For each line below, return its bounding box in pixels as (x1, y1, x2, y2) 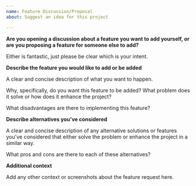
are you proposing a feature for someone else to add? (6, 42, 139, 49)
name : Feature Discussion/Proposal (6, 8, 93, 15)
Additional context (6, 162, 53, 169)
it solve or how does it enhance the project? (6, 93, 112, 100)
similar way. (6, 139, 35, 146)
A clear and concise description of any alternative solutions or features (6, 127, 177, 134)
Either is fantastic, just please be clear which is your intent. (6, 53, 148, 60)
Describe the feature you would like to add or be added (6, 64, 142, 71)
